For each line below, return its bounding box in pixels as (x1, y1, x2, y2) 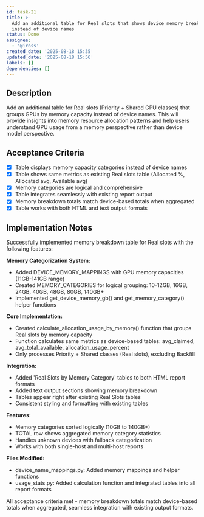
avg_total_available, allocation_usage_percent (15, 344, 129, 352)
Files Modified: (6, 454, 45, 462)
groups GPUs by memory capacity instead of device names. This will (6, 111, 179, 118)
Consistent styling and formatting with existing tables (15, 400, 149, 408)
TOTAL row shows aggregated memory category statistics (15, 430, 161, 437)
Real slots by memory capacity (15, 331, 93, 338)
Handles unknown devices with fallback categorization (15, 436, 152, 444)
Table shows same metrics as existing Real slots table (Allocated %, (15, 171, 185, 178)
